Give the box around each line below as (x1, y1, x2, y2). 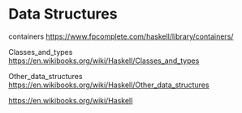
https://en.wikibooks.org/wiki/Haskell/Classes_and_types (8, 56, 200, 65)
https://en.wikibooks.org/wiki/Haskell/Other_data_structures (8, 80, 210, 90)
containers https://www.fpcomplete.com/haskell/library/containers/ (8, 31, 234, 41)
